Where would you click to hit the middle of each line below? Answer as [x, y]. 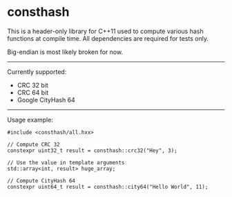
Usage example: [30, 120]
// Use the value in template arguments [66, 162]
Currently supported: [37, 72]
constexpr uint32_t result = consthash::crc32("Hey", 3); [92, 150]
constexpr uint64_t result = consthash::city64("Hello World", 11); [108, 187]
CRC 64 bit [33, 92]
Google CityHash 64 [46, 100]
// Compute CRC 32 [33, 144]
